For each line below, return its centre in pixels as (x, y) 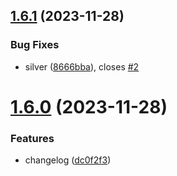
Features (32, 138)
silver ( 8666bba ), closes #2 (82, 66)
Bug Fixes (35, 45)
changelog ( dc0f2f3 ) (68, 160)
